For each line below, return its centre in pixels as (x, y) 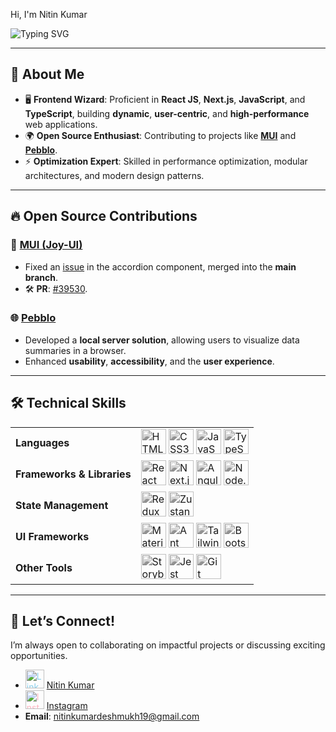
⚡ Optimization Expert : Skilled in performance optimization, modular (166, 161)
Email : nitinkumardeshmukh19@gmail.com (112, 716)
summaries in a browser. (75, 350)
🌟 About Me (47, 74)
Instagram (67, 706)
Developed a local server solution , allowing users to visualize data (162, 340)
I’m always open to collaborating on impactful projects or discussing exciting (168, 645)
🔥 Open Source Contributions (104, 216)
